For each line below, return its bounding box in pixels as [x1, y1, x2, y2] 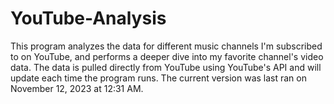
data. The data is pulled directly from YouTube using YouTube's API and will [10, 61, 322, 73]
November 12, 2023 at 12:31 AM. [10, 82, 144, 94]
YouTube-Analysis [10, 7, 167, 30]
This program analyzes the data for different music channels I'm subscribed [10, 40, 323, 52]
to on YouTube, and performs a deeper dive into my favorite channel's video [10, 50, 324, 62]
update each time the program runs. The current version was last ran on [10, 72, 307, 84]
